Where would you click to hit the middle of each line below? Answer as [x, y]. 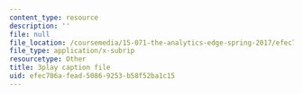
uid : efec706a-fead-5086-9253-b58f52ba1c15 [92, 76]
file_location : [38, 43]
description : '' [40, 26]
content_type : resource [54, 17]
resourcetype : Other [48, 59]
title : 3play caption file [60, 68]
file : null [30, 34]
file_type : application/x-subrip [72, 51]
